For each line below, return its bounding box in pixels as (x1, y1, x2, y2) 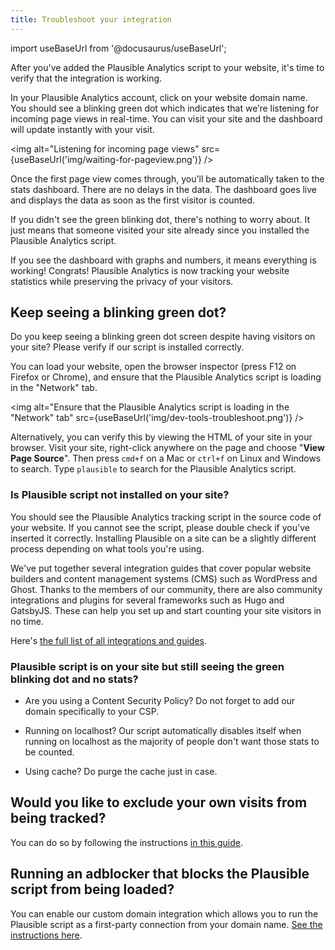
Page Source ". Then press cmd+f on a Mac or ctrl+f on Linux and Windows (10, 452, 322, 465)
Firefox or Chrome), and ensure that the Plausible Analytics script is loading (10, 371, 322, 383)
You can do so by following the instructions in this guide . (10, 836, 244, 848)
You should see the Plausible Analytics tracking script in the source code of (10, 511, 322, 523)
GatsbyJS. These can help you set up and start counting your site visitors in (10, 604, 322, 616)
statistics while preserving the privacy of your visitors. (10, 275, 234, 287)
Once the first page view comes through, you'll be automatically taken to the (10, 172, 325, 185)
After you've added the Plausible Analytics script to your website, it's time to (10, 61, 325, 73)
